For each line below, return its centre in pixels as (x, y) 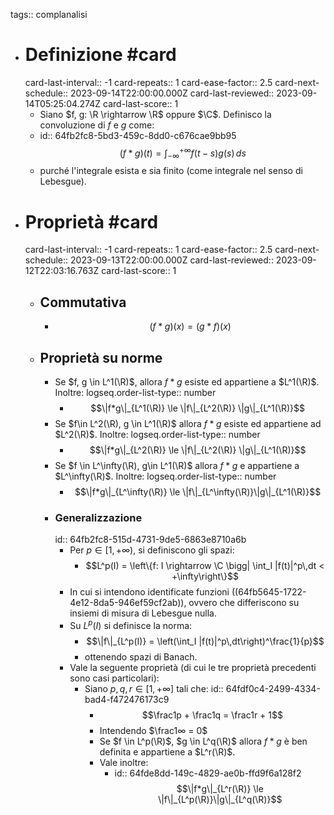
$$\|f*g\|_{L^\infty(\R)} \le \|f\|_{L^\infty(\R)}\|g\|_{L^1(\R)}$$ (198, 491)
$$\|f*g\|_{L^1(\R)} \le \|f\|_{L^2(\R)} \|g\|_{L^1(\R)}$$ (198, 408)
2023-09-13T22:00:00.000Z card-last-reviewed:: (172, 260)
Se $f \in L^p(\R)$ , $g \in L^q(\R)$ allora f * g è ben (203, 741)
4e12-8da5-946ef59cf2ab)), (128, 603)
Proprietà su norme (101, 357)
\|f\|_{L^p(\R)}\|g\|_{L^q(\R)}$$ (220, 799)
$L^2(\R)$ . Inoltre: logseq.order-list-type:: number (157, 434)
